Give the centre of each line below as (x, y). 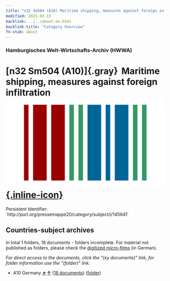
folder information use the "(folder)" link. (48, 263)
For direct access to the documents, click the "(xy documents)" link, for (80, 257)
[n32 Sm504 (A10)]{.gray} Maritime (83, 71)
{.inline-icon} (35, 195)
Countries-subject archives (50, 230)
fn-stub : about (22, 32)
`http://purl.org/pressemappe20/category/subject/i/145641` (67, 214)
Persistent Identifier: (27, 209)
